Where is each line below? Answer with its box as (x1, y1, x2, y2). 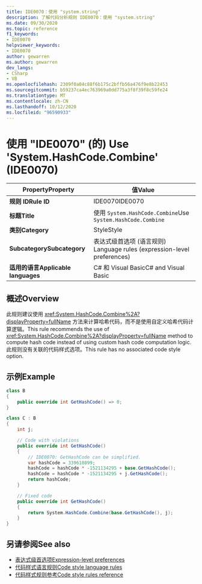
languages (9, 272, 40, 280)
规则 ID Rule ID (9, 198, 50, 206)
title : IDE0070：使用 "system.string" (6, 8, 101, 15)
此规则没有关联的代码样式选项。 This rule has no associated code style (6, 346, 181, 353)
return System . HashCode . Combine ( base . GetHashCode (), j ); (28, 509, 173, 516)
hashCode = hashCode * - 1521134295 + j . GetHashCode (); (28, 471, 168, 477)
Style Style (93, 226, 123, 234)
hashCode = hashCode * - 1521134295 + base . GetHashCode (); (28, 465, 176, 472)
